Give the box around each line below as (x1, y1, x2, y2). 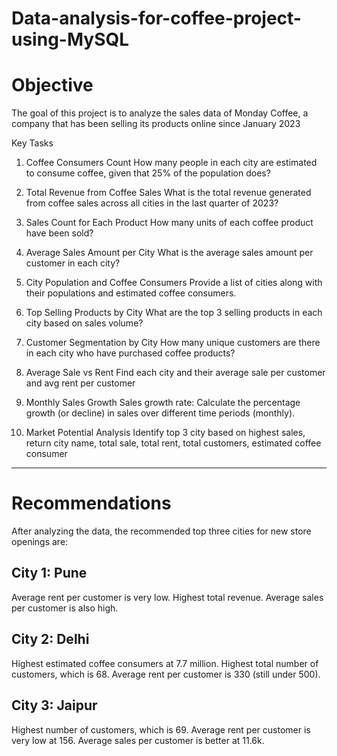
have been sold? (25, 227, 94, 239)
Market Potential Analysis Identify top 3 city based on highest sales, (25, 427, 306, 439)
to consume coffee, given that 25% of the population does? (25, 167, 271, 179)
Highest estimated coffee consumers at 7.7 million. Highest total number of (11, 657, 319, 669)
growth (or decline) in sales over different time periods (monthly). (25, 407, 296, 419)
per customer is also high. (11, 602, 119, 614)
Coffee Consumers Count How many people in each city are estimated (25, 157, 318, 169)
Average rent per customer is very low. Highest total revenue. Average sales (11, 591, 324, 603)
